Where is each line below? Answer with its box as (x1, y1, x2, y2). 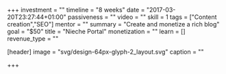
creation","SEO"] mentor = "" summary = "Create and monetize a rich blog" (7, 20, 220, 28)
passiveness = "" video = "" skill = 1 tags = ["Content (67, 13, 217, 21)
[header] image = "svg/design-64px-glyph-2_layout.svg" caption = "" (7, 48, 204, 56)
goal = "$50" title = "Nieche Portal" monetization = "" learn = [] (7, 27, 186, 35)
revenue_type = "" (7, 35, 59, 43)
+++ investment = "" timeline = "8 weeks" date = (7, 6, 145, 14)
